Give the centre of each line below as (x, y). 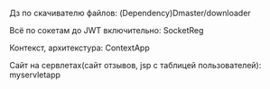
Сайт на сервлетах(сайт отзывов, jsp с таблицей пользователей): (135, 65)
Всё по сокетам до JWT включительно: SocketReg (107, 30)
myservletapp (35, 75)
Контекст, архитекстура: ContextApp (80, 48)
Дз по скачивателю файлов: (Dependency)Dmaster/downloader (130, 13)
